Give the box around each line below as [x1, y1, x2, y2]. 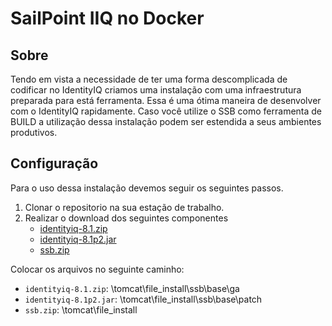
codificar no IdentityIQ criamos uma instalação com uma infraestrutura [10, 84, 302, 96]
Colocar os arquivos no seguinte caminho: [10, 263, 185, 275]
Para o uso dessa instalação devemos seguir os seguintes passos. [10, 182, 284, 194]
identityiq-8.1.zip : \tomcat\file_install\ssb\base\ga [24, 282, 240, 294]
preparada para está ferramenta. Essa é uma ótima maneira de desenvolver [10, 95, 322, 106]
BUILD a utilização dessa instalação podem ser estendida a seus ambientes [10, 116, 322, 127]
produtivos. [10, 127, 58, 138]
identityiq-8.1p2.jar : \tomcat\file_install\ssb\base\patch [24, 293, 263, 305]
